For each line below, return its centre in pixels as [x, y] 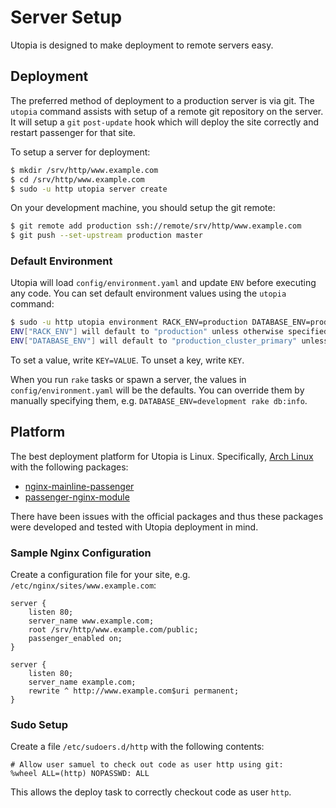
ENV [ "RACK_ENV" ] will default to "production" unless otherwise [147, 332]
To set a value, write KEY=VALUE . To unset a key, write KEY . [127, 360]
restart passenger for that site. [73, 132]
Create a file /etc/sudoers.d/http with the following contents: [137, 747]
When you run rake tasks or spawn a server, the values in [128, 380]
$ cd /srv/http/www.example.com [77, 179]
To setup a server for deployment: [80, 152]
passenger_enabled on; [75, 639]
